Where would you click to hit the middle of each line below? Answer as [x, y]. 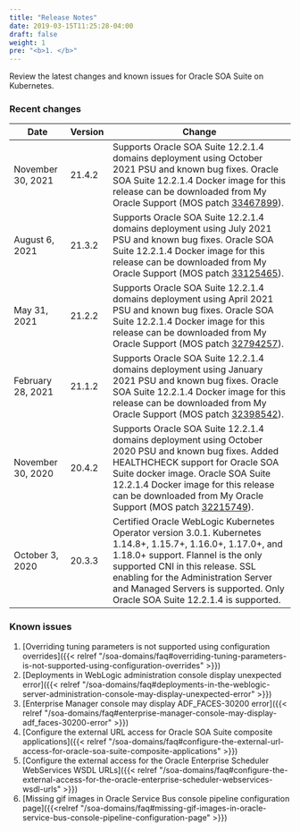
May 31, [31, 310]
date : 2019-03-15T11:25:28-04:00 [71, 26]
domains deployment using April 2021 [193, 299]
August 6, [34, 240]
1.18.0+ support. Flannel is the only [187, 556]
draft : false [33, 34]
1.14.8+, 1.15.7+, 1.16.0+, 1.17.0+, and [198, 544]
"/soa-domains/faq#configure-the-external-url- [196, 741]
